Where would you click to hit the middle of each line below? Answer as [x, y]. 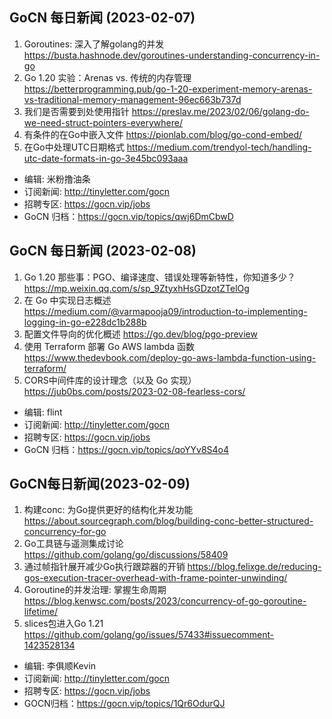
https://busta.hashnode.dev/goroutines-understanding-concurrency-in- [172, 55]
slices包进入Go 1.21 [63, 624]
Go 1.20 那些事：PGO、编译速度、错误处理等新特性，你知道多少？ [159, 277]
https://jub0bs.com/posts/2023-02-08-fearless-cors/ [134, 391]
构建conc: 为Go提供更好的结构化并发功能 [108, 510]
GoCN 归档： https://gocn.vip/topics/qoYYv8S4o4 [126, 449]
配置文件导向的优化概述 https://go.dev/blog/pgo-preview [140, 334]
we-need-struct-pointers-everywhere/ [103, 122]
